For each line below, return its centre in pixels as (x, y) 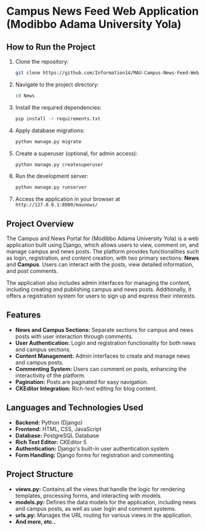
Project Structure (40, 474)
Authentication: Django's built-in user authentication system (92, 448)
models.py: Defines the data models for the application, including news (106, 502)
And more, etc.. (35, 521)
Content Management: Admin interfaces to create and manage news (103, 356)
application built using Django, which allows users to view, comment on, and (102, 245)
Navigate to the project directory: (57, 85)
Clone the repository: (42, 62)
